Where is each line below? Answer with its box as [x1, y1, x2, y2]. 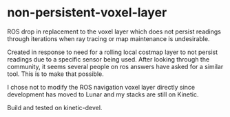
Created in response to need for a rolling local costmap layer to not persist [7, 48, 218, 56]
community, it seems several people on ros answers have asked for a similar [7, 62, 224, 70]
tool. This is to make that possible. [7, 70, 105, 78]
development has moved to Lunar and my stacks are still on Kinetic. [7, 90, 199, 99]
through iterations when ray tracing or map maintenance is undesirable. [7, 34, 210, 42]
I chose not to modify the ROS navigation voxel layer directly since [7, 83, 195, 91]
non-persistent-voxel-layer [7, 5, 167, 21]
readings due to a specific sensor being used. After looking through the [7, 55, 210, 63]
